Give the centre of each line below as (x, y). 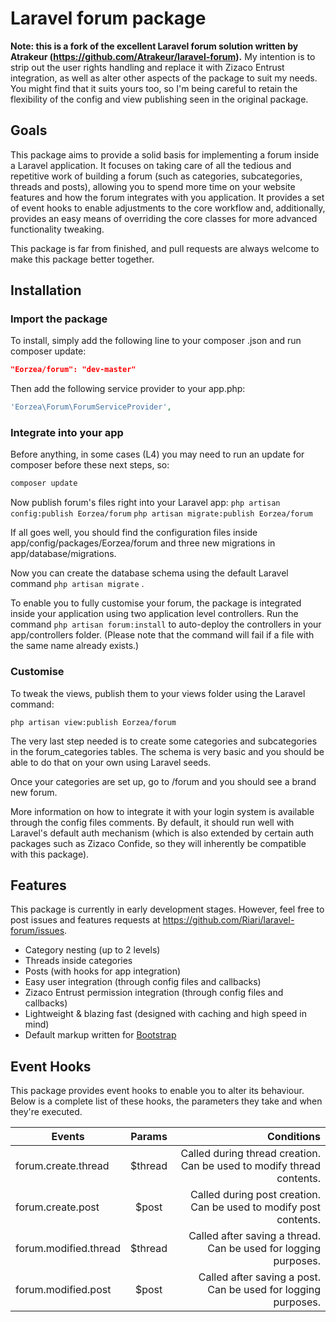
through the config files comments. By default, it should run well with (152, 822)
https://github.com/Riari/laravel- (228, 920)
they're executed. (46, 1112)
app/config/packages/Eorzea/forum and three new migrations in (143, 543)
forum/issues (37, 931)
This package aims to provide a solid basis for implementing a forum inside (165, 154)
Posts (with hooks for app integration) (103, 971)
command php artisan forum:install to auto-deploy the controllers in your (166, 624)
